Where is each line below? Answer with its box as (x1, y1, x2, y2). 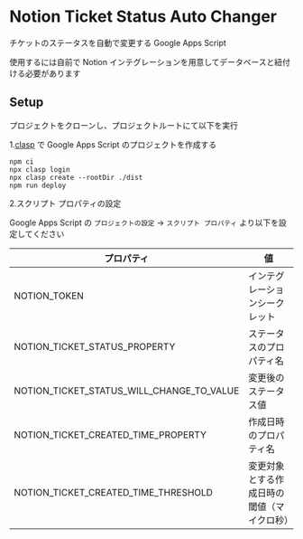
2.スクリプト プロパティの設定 (9, 197, 122, 209)
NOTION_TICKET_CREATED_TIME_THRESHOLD (14, 486, 214, 498)
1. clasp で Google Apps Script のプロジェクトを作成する (9, 138, 217, 150)
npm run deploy (9, 181, 67, 190)
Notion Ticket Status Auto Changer (9, 6, 278, 27)
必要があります (24, 68, 81, 79)
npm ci (9, 156, 34, 166)
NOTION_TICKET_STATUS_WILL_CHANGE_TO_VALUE (14, 384, 240, 397)
